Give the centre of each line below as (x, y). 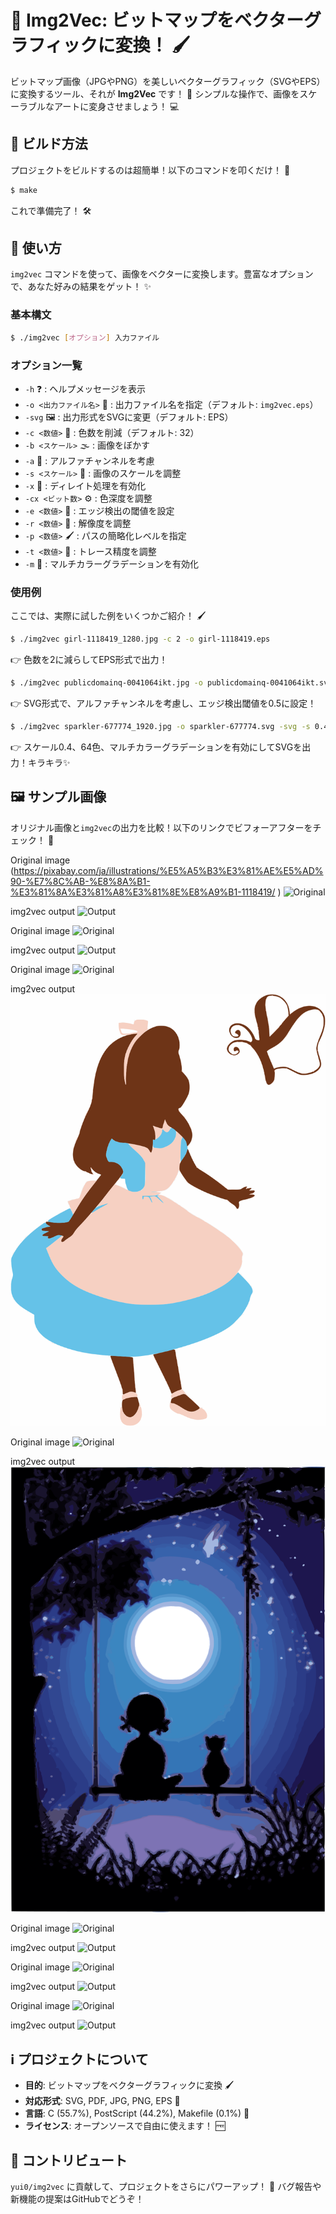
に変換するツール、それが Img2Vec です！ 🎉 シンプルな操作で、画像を (155, 93)
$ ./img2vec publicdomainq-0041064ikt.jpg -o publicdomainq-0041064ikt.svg (171, 683)
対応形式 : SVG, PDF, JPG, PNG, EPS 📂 (102, 2101)
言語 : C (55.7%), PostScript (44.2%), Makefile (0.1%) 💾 (137, 2113)
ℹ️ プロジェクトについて (79, 2059)
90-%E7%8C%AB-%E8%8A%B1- (80, 881)
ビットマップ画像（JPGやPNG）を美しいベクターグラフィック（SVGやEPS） (168, 81)
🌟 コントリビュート (69, 2160)
